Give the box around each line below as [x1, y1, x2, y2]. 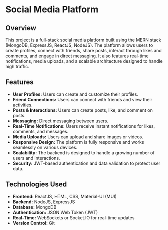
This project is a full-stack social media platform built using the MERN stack [5, 37, 161, 43]
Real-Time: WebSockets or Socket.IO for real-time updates [12, 214, 135, 221]
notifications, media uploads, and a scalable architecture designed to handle [5, 58, 163, 64]
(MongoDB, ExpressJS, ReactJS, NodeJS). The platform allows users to [5, 42, 153, 48]
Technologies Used [5, 180, 67, 189]
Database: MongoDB [12, 204, 57, 210]
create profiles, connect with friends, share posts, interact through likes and [5, 48, 162, 53]
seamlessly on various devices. [12, 144, 78, 150]
